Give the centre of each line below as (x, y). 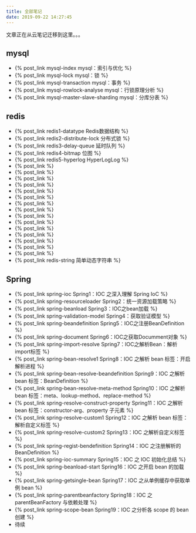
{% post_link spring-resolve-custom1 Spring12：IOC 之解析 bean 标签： (101, 417)
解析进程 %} (29, 366)
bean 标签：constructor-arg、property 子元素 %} (74, 410)
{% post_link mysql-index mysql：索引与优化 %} (73, 68)
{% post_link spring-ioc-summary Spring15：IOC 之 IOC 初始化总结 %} (100, 459)
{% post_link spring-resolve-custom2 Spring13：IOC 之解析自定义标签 (99, 432)
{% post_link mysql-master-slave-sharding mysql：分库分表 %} (91, 97)
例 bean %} (28, 487)
